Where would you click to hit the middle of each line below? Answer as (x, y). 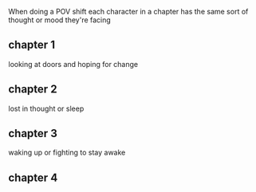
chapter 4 (33, 177)
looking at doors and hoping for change (73, 64)
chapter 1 (32, 45)
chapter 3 (33, 133)
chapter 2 (33, 90)
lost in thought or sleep (46, 108)
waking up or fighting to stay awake (67, 153)
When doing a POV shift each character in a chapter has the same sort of (128, 12)
